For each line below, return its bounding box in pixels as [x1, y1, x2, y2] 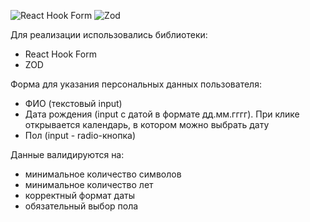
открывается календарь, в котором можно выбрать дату [24, 119, 270, 130]
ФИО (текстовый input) [24, 98, 123, 109]
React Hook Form [24, 48, 97, 60]
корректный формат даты [24, 190, 135, 201]
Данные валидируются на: [10, 149, 125, 160]
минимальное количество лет [24, 179, 154, 190]
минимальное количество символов [24, 168, 182, 180]
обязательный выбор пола [24, 200, 139, 212]
